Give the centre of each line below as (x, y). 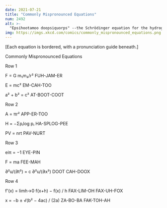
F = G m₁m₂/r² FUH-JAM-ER (34, 76)
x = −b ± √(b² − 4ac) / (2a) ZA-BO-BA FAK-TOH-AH (58, 200)
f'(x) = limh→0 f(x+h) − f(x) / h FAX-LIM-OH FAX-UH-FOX (64, 191)
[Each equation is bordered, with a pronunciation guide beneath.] (72, 47)
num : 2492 (15, 19)
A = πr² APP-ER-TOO (27, 114)
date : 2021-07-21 (23, 10)
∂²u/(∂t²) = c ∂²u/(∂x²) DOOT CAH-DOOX (48, 172)
